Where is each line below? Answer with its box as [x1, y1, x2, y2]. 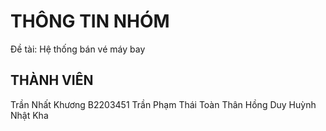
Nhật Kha [10, 109, 49, 121]
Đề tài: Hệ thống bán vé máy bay [10, 43, 146, 55]
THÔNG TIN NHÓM [10, 10, 170, 33]
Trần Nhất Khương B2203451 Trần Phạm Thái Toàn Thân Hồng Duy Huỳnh [10, 98, 317, 110]
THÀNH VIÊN [10, 72, 94, 89]
